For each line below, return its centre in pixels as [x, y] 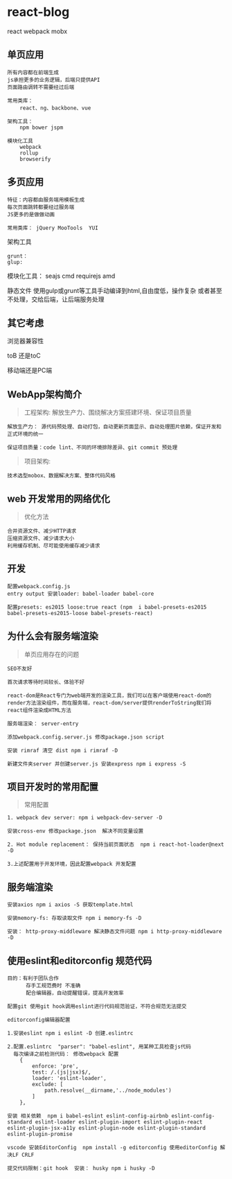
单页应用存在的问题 [52, 654]
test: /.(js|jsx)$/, [62, 1072]
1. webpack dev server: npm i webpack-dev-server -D [85, 818]
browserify [35, 159]
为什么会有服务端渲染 [53, 636]
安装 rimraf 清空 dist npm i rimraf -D [63, 750]
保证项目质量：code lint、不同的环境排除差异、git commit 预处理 [92, 447]
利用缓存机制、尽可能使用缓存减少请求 [54, 546]
